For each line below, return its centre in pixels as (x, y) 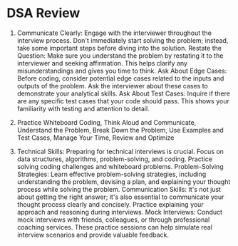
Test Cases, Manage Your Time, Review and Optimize (95, 138)
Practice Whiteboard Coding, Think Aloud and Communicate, (107, 122)
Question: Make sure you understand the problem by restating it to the (120, 56)
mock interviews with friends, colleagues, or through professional (113, 220)
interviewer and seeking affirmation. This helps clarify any (102, 63)
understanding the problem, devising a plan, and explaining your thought (124, 181)
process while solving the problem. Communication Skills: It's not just (119, 189)
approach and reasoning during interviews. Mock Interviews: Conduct (119, 212)
